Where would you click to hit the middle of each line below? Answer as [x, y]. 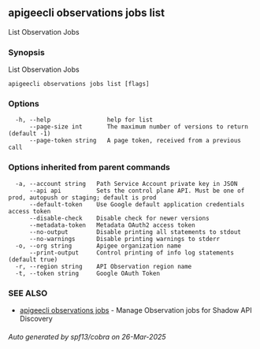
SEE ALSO [28, 293]
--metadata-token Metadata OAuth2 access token [112, 225]
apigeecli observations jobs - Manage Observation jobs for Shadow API [136, 310]
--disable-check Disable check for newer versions [119, 218]
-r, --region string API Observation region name [104, 266]
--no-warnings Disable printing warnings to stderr [124, 239]
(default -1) [30, 134]
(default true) [33, 259]
